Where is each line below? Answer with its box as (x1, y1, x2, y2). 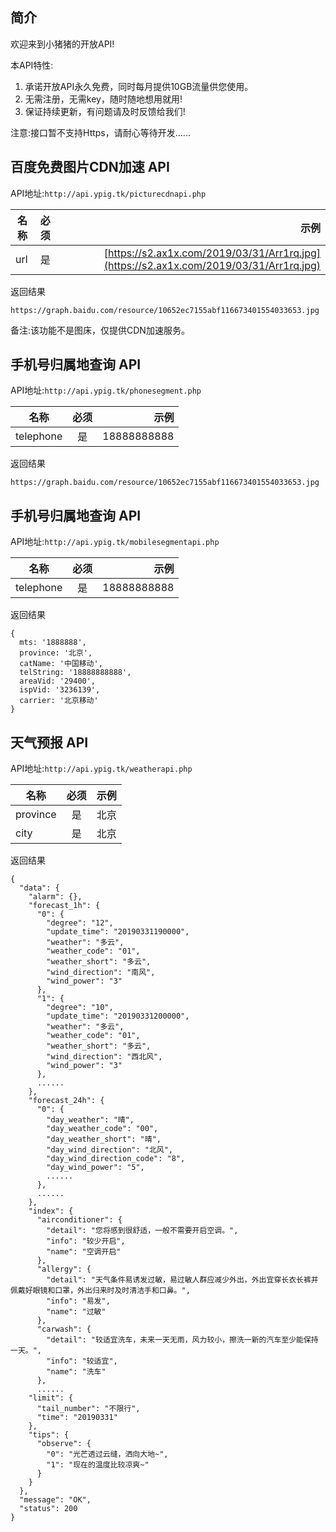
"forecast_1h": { (28, 901, 101, 911)
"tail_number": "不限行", (36, 1404, 141, 1414)
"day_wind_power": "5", (46, 1163, 145, 1173)
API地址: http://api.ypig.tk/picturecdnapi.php (10, 187, 207, 199)
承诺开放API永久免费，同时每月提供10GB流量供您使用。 (24, 80, 254, 92)
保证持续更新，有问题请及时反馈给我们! (24, 105, 186, 117)
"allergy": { (36, 1264, 92, 1275)
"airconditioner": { (36, 1215, 123, 1225)
